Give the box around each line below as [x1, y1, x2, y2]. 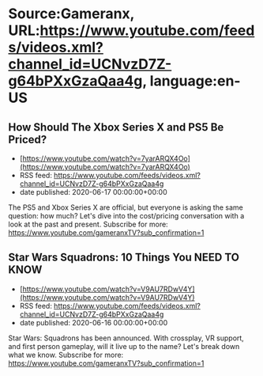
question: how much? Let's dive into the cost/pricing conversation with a [8, 211, 245, 220]
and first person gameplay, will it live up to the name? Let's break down [8, 341, 240, 351]
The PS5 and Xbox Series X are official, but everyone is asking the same [8, 203, 243, 212]
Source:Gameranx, [8, 5, 135, 23]
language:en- [149, 72, 241, 90]
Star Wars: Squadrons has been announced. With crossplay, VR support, [8, 333, 245, 343]
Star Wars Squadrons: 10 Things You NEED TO [8, 251, 239, 264]
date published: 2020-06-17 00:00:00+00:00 [19, 188, 167, 196]
